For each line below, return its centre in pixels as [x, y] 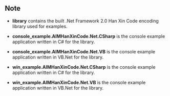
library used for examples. [40, 26]
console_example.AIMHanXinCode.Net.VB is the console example [84, 51]
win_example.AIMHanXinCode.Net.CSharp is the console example [84, 67]
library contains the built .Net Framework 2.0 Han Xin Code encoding [86, 21]
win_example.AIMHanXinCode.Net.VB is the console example [79, 82]
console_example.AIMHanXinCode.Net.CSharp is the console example [89, 36]
